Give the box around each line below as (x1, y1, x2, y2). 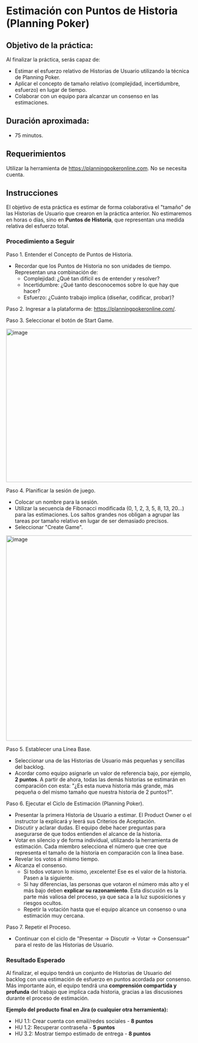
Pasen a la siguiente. (23, 874, 74, 881)
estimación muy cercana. (23, 912, 85, 919)
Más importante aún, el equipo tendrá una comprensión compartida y (6, 982, 177, 989)
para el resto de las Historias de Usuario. (14, 941, 114, 948)
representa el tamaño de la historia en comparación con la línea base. (14, 849, 184, 856)
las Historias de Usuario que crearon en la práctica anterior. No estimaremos (6, 210, 192, 217)
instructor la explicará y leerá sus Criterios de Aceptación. (14, 817, 156, 825)
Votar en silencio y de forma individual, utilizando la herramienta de (14, 836, 179, 844)
